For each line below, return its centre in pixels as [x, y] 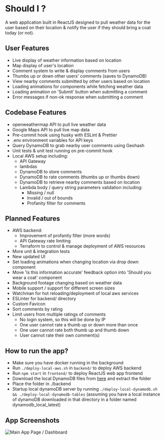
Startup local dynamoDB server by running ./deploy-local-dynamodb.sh [85, 389]
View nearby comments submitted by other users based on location [81, 81]
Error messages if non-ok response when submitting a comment [78, 97]
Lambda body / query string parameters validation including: [81, 187]
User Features [27, 48]
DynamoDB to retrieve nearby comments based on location [80, 182]
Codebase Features [36, 112]
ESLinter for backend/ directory [44, 299]
